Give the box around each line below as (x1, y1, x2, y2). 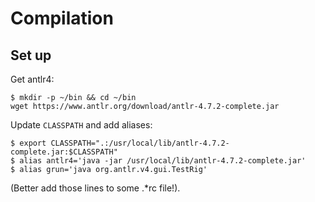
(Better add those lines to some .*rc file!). (10, 182, 181, 194)
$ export (10, 138, 47, 148)
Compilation (10, 7, 114, 30)
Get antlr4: (10, 73, 55, 85)
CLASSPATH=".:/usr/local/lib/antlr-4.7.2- (50, 138, 230, 148)
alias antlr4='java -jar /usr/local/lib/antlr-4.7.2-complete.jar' (19, 156, 307, 166)
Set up (10, 47, 52, 64)
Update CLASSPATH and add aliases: (10, 119, 153, 131)
